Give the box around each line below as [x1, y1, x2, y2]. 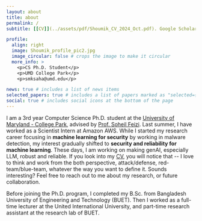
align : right [11, 42, 44, 48]
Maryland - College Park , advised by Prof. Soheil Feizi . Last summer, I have [6, 120, 192, 128]
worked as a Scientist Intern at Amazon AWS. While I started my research [6, 127, 188, 134]
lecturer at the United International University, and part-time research [18, 202, 190, 210]
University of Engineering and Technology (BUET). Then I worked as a [6, 196, 180, 204]
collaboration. [6, 178, 40, 185]
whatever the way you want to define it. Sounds [49, 165, 167, 172]
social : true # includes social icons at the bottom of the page [6, 98, 173, 104]
